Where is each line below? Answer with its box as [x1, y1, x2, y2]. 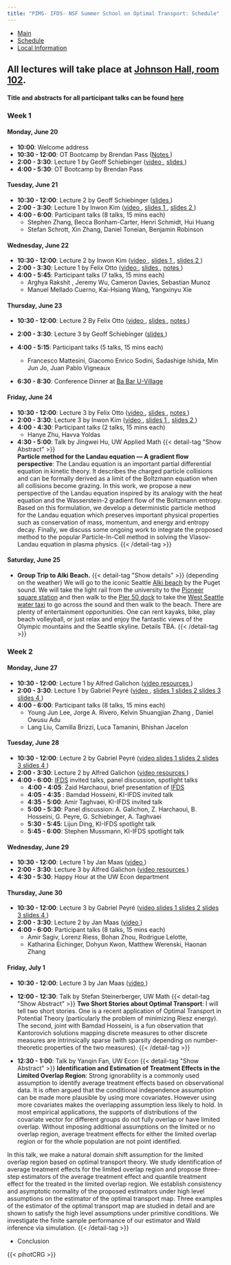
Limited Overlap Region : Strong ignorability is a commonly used [16, 1071, 199, 1079]
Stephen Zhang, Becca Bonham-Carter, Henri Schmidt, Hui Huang [27, 217, 214, 226]
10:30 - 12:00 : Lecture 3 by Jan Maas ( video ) [16, 979, 148, 987]
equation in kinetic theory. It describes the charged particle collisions [16, 467, 213, 475]
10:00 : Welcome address [16, 142, 89, 151]
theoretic [16, 1043, 43, 1052]
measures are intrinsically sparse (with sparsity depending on [16, 1036, 192, 1044]
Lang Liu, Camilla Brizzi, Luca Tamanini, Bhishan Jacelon [27, 723, 188, 731]
